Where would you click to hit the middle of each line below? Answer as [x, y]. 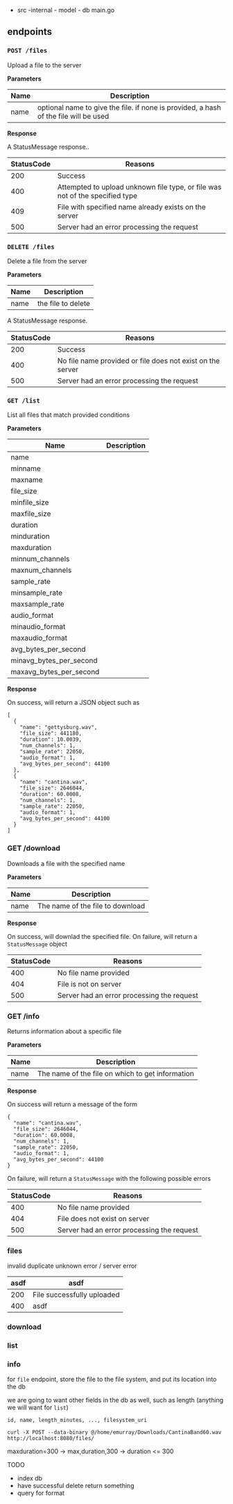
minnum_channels [40, 559]
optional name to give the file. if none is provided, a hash [129, 107]
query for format [41, 1493]
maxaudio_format [39, 638]
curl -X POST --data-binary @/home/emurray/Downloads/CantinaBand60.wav [114, 1432]
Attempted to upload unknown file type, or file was [139, 187]
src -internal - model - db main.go [66, 10]
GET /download [34, 849]
